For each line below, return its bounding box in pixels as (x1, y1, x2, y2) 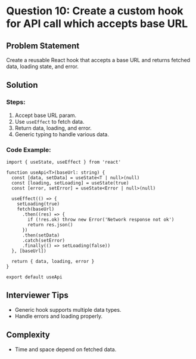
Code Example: (6, 145, 51, 154)
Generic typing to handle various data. (14, 130, 109, 138)
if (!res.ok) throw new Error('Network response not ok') (27, 216, 175, 222)
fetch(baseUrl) (17, 206, 55, 212)
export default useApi (6, 274, 63, 280)
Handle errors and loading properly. (14, 312, 103, 320)
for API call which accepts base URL (6, 17, 188, 30)
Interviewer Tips (6, 290, 69, 300)
